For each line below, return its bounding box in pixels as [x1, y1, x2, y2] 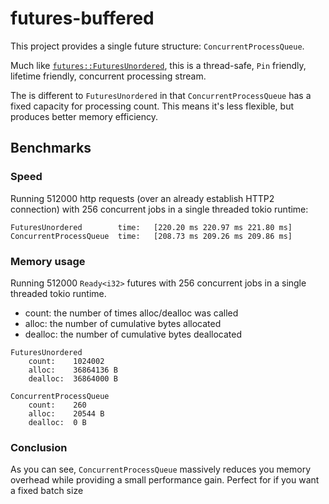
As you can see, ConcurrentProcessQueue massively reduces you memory [10, 463, 312, 476]
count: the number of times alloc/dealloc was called [24, 307, 239, 319]
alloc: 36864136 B [28, 365, 118, 375]
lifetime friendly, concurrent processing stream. [10, 70, 207, 82]
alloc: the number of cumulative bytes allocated [24, 317, 222, 329]
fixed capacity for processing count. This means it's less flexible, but [10, 100, 294, 112]
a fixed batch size [10, 485, 84, 497]
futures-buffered [10, 7, 155, 30]
